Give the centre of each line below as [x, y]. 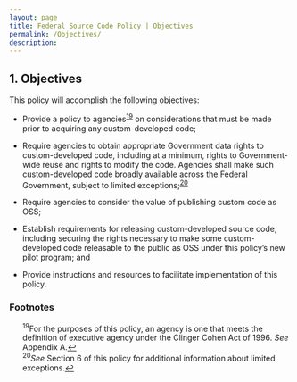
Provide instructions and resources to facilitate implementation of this [150, 275]
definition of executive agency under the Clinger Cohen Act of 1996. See [155, 338]
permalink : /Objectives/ [55, 34]
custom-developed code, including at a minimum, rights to [129, 155]
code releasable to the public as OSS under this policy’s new [174, 248]
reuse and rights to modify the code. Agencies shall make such [158, 164]
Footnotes [32, 307]
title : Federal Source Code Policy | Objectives [101, 26]
